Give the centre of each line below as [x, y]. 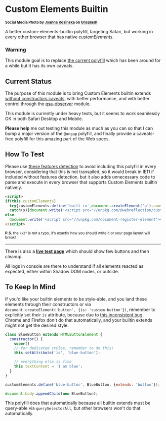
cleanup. [14, 256]
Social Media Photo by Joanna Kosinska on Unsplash [51, 22]
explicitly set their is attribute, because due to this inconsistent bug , [75, 315]
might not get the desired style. [37, 325]
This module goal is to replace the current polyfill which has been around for [83, 60]
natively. [14, 187]
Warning [16, 50]
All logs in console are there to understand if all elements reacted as [74, 266]
